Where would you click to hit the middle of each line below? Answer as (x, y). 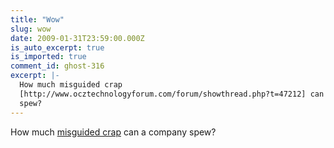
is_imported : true (48, 57)
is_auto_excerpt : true (57, 47)
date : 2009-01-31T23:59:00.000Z (77, 38)
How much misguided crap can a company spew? (113, 132)
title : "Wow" (37, 19)
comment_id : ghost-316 (57, 66)
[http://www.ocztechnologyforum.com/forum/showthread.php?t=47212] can (172, 94)
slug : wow (31, 29)
